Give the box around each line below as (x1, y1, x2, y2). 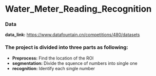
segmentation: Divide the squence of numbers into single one (12, 60, 138, 66)
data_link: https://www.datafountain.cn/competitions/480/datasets (5, 32, 140, 38)
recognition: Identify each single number (12, 65, 95, 71)
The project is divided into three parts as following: (5, 44, 128, 51)
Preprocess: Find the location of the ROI (12, 55, 94, 61)
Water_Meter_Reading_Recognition (5, 3, 152, 15)
